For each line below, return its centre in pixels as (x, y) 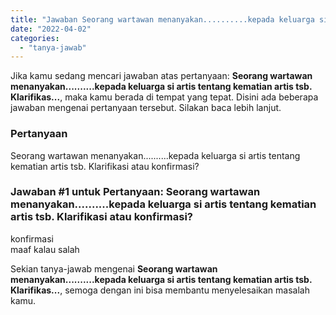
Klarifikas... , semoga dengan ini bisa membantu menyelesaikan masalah (160, 290)
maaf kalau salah (45, 249)
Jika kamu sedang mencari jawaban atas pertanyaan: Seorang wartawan (161, 76)
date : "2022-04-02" (51, 29)
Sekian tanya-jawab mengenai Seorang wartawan (114, 268)
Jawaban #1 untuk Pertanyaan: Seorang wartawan (135, 192)
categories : (35, 38)
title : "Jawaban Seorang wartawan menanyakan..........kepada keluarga (162, 19)
